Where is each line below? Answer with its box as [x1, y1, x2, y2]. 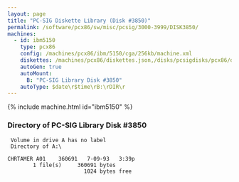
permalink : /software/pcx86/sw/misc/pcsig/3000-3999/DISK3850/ [7, 23, 199, 31]
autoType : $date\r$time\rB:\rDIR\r [20, 83, 126, 90]
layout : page [7, 10, 46, 18]
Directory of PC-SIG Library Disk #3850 [7, 120, 147, 130]
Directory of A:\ [10, 143, 62, 150]
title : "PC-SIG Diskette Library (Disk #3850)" [7, 17, 152, 24]
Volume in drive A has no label [10, 136, 107, 144]
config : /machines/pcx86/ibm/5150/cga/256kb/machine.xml [20, 50, 193, 58]
